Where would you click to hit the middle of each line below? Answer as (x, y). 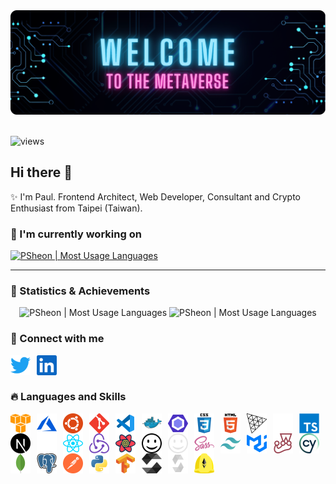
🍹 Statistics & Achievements (80, 291)
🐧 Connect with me (57, 339)
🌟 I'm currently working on (76, 234)
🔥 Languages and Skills (68, 397)
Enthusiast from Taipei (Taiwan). (76, 208)
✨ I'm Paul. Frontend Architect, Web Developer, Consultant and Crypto (156, 196)
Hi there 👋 (41, 172)
